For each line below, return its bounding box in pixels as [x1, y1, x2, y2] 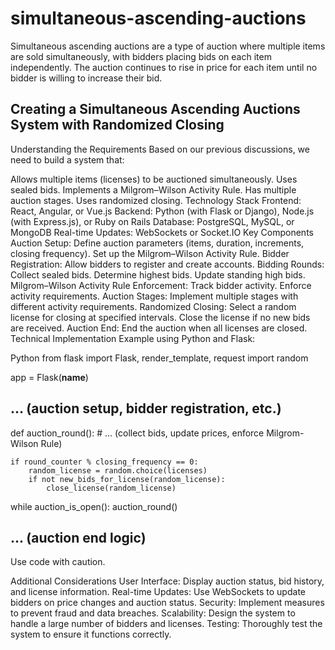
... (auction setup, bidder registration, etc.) [10, 400, 282, 417]
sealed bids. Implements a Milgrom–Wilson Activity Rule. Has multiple [10, 183, 297, 196]
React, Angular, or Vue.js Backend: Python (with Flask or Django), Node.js [10, 205, 315, 217]
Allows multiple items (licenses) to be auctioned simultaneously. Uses [10, 173, 298, 185]
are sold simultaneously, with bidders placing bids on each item [10, 50, 272, 62]
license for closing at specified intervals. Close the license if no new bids [10, 311, 311, 323]
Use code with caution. [10, 556, 106, 568]
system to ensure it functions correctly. [10, 628, 172, 641]
